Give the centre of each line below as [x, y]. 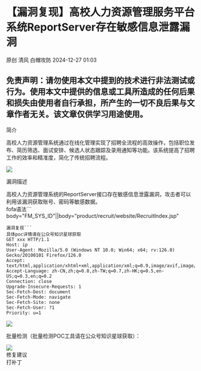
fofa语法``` [19, 209]
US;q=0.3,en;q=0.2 [29, 276]
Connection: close [29, 281]
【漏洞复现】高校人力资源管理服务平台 [101, 12]
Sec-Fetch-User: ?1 [31, 308]
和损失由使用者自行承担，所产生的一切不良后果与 [97, 103]
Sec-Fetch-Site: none [33, 302]
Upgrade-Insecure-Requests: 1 [44, 287]
